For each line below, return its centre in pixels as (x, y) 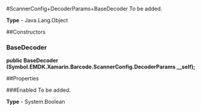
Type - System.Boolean (36, 102)
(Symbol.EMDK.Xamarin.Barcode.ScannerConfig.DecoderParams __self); (101, 67)
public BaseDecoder (32, 61)
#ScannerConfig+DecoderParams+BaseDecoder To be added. (84, 9)
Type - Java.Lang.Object (37, 20)
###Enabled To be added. (39, 90)
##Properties (23, 79)
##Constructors (26, 32)
